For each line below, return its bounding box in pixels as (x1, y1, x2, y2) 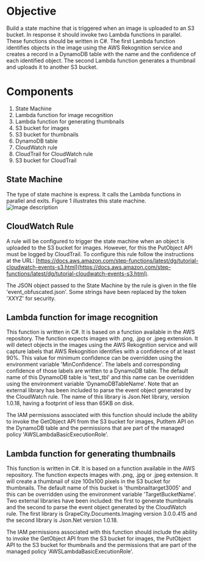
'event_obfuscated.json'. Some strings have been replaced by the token (6, 288, 187, 295)
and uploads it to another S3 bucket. (6, 63, 98, 71)
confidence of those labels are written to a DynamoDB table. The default (6, 367, 189, 374)
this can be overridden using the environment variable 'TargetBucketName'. (6, 491, 196, 498)
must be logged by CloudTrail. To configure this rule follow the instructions (6, 250, 194, 257)
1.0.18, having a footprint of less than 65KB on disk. (6, 399, 134, 407)
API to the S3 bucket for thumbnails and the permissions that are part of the (6, 541, 197, 549)
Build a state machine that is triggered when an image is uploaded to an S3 (6, 24, 195, 32)
